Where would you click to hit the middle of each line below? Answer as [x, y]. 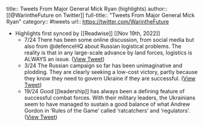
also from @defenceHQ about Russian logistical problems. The [103, 46]
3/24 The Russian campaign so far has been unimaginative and [103, 65]
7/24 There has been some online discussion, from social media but [109, 40]
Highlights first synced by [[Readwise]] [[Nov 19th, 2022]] [87, 33]
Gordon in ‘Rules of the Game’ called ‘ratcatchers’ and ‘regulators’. [107, 111]
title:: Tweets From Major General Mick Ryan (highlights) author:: [87, 9]
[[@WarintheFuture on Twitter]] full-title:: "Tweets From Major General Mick [101, 15]
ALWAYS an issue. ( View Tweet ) [64, 59]
